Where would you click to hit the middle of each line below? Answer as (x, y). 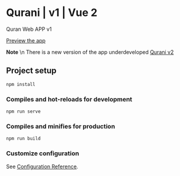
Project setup (32, 71)
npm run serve (24, 112)
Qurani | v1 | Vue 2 (52, 13)
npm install (21, 84)
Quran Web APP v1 (29, 29)
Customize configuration (43, 153)
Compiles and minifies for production (60, 126)
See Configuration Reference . (42, 167)
